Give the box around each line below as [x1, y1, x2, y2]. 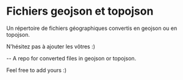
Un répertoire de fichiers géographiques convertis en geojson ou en [6, 24, 178, 32]
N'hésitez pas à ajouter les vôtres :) [6, 43, 96, 50]
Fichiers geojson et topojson [6, 4, 154, 18]
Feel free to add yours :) [6, 66, 67, 74]
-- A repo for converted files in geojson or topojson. [6, 54, 137, 62]
